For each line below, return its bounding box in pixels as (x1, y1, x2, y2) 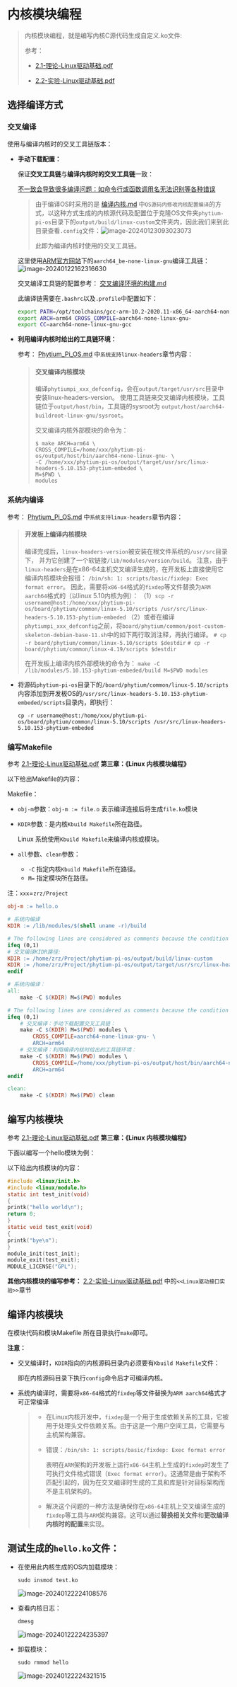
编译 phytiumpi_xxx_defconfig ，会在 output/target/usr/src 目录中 (35, 384, 224, 393)
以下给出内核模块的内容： (7, 1163, 82, 1172)
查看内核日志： (17, 1603, 61, 1612)
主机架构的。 (58, 1487, 96, 1495)
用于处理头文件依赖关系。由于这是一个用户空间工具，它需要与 (45, 1422, 226, 1430)
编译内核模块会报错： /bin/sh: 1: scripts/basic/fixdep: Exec (24, 573, 209, 582)
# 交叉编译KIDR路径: (7, 948, 61, 956)
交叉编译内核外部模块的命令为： (35, 426, 128, 435)
